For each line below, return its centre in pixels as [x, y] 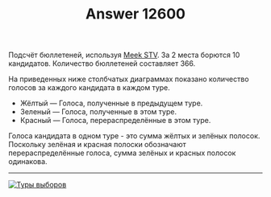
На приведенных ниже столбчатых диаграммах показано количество [129, 79]
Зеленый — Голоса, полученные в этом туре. [98, 112]
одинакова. [28, 162]
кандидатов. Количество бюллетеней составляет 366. [102, 64]
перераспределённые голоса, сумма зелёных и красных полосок [122, 153]
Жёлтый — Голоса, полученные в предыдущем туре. [111, 103]
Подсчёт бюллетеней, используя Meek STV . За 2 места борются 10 [124, 55]
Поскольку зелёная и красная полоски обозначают [98, 145]
